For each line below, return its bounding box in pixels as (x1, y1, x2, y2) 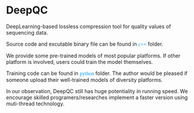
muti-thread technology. (6, 100, 64, 107)
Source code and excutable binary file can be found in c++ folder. (6, 40, 164, 47)
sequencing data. (6, 29, 48, 36)
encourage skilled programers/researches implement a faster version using (6, 94, 188, 101)
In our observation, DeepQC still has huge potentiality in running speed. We (6, 87, 188, 94)
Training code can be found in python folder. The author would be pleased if (6, 70, 188, 77)
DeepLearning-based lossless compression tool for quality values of (6, 23, 171, 30)
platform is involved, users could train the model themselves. (6, 58, 154, 65)
